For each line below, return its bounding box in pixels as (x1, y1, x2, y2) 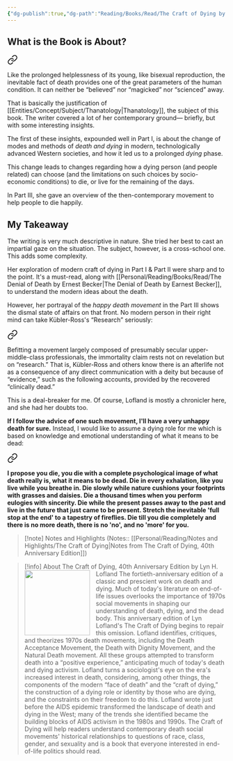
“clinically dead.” (7, 383, 56, 391)
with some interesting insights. (7, 121, 95, 129)
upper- (188, 345, 209, 354)
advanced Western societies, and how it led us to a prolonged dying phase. (7, 149, 223, 158)
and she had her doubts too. (7, 404, 88, 412)
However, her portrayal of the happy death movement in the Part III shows (7, 301, 219, 309)
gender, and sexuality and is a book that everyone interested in (24, 739, 205, 748)
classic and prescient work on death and (95, 578, 212, 586)
